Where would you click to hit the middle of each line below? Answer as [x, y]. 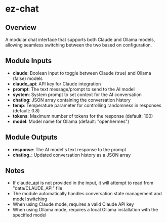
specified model [29, 215]
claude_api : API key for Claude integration [57, 83]
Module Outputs [31, 137]
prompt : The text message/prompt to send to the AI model [74, 89]
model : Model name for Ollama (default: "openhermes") [71, 121]
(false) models [28, 78]
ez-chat [22, 9]
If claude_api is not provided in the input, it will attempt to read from [83, 183]
